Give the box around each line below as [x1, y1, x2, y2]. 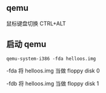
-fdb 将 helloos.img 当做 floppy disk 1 [6, 80, 99, 87]
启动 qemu [6, 39, 47, 50]
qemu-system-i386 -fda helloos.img [6, 56, 96, 62]
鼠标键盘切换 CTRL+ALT [6, 19, 66, 27]
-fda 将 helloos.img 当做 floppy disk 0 [6, 67, 100, 74]
